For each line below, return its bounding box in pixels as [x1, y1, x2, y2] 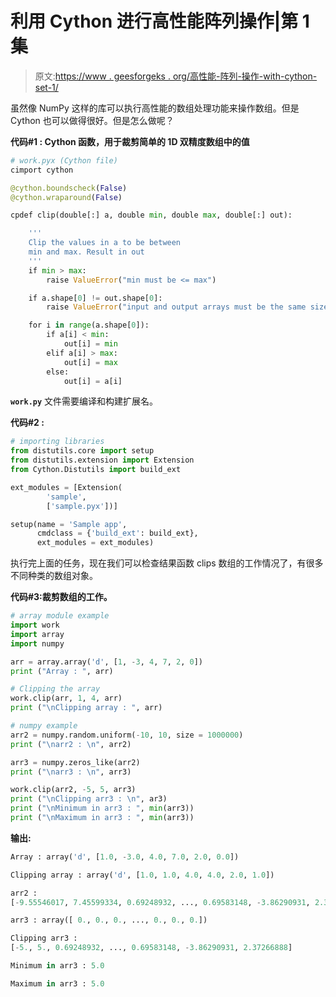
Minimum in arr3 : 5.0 [10, 961, 105, 971]
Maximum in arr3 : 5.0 [10, 978, 105, 989]
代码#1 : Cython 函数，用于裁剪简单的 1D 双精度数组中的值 [10, 135, 250, 147]
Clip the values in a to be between [28, 238, 182, 248]
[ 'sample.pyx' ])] [46, 501, 118, 511]
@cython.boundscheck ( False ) [10, 183, 128, 193]
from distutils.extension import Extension [10, 455, 195, 466]
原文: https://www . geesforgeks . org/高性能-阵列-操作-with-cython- [34, 70, 318, 82]
